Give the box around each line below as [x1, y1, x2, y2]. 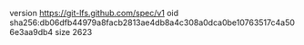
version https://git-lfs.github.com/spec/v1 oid [9, 8, 179, 18]
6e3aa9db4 [9, 27, 54, 37]
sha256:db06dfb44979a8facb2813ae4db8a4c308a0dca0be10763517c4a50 [9, 17, 296, 28]
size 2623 [55, 27, 93, 37]
